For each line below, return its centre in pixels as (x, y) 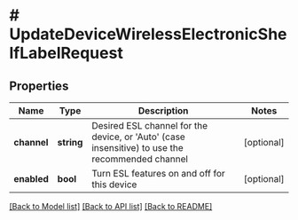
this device (114, 185)
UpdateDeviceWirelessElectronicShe (148, 34)
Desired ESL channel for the (150, 126)
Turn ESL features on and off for (158, 173)
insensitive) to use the (137, 148)
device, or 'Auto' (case (139, 137)
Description (163, 110)
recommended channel (140, 159)
